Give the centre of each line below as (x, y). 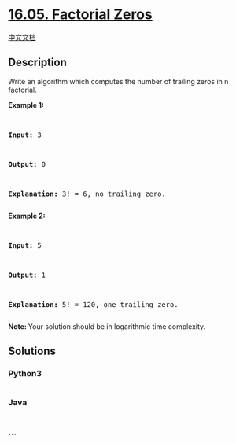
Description (37, 63)
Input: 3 (25, 135)
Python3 (25, 374)
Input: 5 (25, 245)
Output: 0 (27, 164)
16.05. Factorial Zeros (81, 15)
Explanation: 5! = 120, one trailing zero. (93, 304)
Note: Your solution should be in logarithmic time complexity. (107, 326)
